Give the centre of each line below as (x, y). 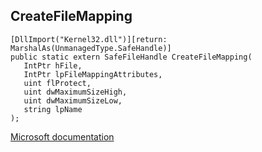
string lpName (53, 109)
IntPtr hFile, (53, 65)
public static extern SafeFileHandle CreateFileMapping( (131, 57)
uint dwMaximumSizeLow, (73, 100)
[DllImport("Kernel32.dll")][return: (89, 39)
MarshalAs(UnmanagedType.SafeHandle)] (91, 48)
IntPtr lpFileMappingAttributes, (93, 74)
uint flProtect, (57, 83)
